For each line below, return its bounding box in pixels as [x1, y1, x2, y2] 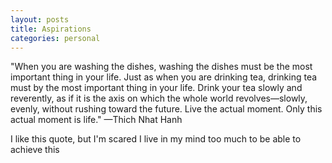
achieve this [10, 144, 60, 156]
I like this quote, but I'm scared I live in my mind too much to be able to [10, 133, 302, 145]
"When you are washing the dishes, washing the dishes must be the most [10, 61, 313, 73]
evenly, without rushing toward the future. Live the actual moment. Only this [10, 103, 323, 115]
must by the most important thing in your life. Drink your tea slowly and [10, 82, 303, 94]
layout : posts [10, 14, 70, 25]
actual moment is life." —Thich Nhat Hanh [10, 114, 183, 126]
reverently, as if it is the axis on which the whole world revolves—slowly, [10, 92, 308, 105]
